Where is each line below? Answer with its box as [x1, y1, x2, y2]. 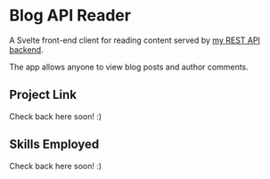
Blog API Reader [9, 5, 132, 26]
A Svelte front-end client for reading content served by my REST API [9, 35, 261, 45]
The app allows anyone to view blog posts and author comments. [9, 61, 250, 72]
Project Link [9, 87, 78, 102]
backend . [9, 44, 44, 54]
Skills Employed [9, 137, 100, 152]
